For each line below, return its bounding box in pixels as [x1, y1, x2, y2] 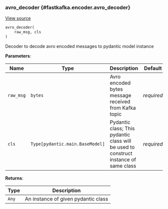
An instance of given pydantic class [24, 195, 108, 202]
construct [109, 150, 132, 157]
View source [5, 15, 31, 21]
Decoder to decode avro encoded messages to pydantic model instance [5, 43, 154, 49]
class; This [109, 125, 135, 132]
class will [109, 137, 131, 144]
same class [109, 162, 136, 169]
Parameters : [5, 53, 31, 59]
